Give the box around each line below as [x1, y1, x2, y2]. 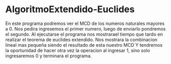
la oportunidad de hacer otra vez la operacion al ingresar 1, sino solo [5, 47, 150, 53]
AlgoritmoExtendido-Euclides [5, 4, 135, 15]
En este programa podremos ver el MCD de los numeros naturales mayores [5, 20, 165, 26]
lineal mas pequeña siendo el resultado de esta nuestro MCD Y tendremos [5, 42, 163, 48]
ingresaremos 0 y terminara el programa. [5, 52, 92, 59]
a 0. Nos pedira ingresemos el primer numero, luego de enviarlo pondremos [5, 25, 166, 31]
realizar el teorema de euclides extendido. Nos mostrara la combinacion [5, 37, 158, 43]
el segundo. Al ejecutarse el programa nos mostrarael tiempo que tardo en [5, 31, 163, 37]
